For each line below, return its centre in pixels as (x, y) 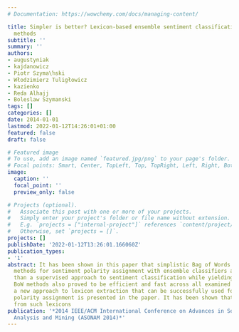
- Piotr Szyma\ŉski (36, 73)
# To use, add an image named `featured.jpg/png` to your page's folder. (119, 159)
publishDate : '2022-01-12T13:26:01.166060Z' (74, 244)
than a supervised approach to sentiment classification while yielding (124, 278)
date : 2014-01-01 (33, 120)
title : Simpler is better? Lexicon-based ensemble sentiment (100, 27)
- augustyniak (28, 60)
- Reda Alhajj (28, 93)
